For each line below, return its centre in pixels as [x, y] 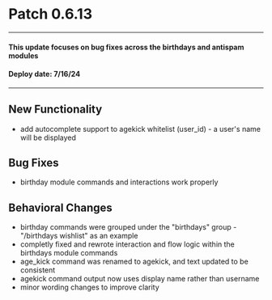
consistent [38, 270]
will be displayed [48, 137]
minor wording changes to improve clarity [89, 287]
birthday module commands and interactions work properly [119, 182]
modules [23, 55]
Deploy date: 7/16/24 [45, 74]
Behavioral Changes [61, 207]
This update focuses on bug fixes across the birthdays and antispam [126, 47]
